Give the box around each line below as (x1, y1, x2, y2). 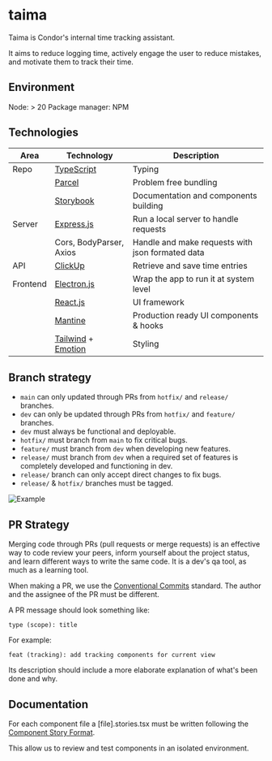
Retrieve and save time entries (132, 260, 249, 271)
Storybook (54, 195, 95, 206)
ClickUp (54, 260, 85, 271)
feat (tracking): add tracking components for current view (8, 651, 216, 659)
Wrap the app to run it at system (132, 273, 255, 284)
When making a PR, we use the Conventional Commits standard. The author (8, 581, 261, 590)
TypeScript (54, 163, 97, 175)
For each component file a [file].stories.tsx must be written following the (8, 719, 249, 729)
